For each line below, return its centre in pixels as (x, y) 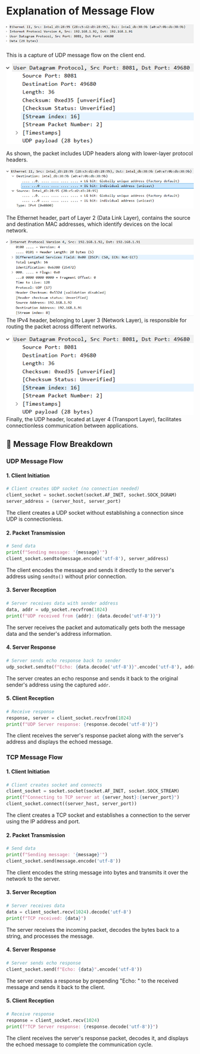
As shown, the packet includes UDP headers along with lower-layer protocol (100, 153)
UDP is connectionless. (35, 519)
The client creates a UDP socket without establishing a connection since (95, 513)
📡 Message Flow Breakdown (60, 444)
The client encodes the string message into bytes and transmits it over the (97, 872)
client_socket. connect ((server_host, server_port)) (71, 804)
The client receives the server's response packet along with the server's (95, 736)
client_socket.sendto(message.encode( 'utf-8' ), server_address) (87, 558)
